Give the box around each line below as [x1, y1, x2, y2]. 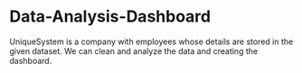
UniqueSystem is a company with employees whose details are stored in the [9, 36, 294, 47]
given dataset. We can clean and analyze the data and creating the [9, 45, 259, 56]
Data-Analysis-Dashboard [9, 6, 211, 27]
